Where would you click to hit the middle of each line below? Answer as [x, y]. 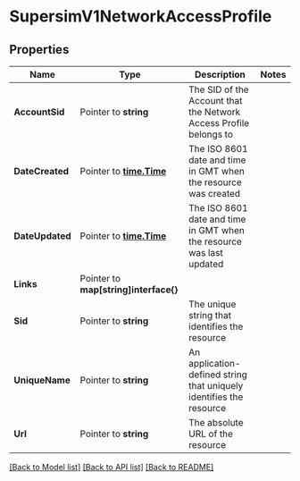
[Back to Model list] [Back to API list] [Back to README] [112, 467]
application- [215, 363]
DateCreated [42, 171]
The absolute [216, 422]
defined [205, 375]
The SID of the [219, 89]
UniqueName [42, 380]
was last [206, 253]
